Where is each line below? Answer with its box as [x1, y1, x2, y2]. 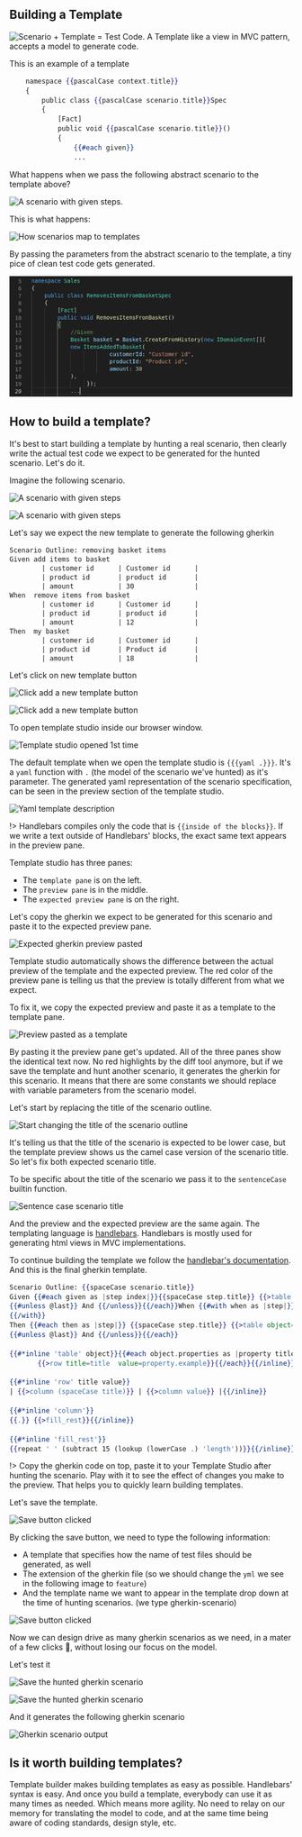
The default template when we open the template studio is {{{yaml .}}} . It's [9, 757, 291, 768]
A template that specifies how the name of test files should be [22, 1550, 253, 1560]
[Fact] [57, 114, 83, 124]
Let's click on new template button [9, 669, 138, 680]
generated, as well [22, 1559, 92, 1570]
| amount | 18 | [41, 653, 200, 663]
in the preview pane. [9, 840, 85, 850]
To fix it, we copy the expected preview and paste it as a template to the [9, 1002, 276, 1013]
